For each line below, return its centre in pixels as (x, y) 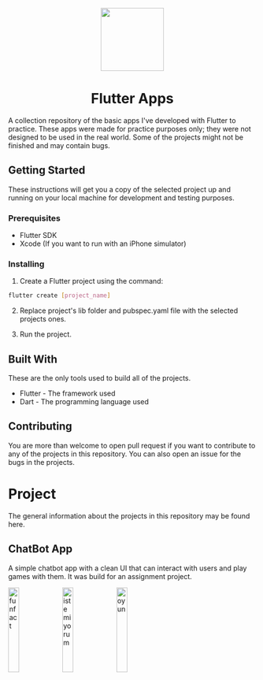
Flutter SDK (38, 236)
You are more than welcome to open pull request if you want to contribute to (132, 445)
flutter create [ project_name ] (59, 295)
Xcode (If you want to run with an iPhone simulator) (103, 243)
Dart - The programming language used (84, 402)
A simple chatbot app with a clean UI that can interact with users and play (128, 568)
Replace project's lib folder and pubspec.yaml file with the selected (129, 310)
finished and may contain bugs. (59, 145)
